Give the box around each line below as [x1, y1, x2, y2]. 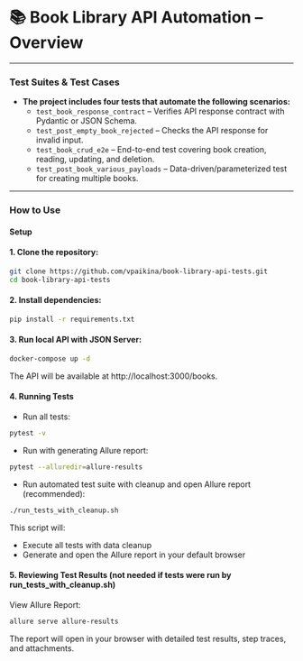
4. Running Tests [9, 391, 74, 402]
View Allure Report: [9, 599, 81, 610]
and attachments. [9, 642, 75, 654]
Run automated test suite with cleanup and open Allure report [22, 479, 251, 490]
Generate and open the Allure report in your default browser [22, 549, 246, 560]
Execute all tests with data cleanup [22, 539, 152, 550]
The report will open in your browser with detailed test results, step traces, [9, 633, 287, 644]
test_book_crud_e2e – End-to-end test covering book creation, [35, 144, 268, 155]
